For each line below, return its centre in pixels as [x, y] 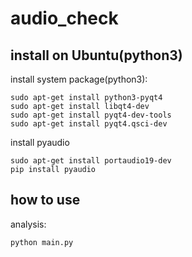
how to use [45, 200]
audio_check [64, 18]
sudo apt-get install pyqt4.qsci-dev [89, 124]
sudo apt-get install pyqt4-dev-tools [91, 115]
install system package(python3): [79, 79]
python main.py [42, 242]
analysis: [28, 224]
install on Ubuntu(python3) [96, 55]
